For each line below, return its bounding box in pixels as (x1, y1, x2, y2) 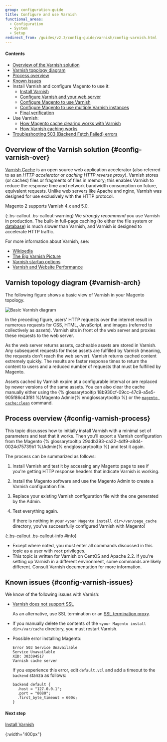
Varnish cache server (12, 658, 57, 663)
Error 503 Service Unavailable (12, 645, 78, 650)
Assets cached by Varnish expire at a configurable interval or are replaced (5, 379, 158, 385)
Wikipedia (12, 248, 33, 254)
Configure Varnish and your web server (19, 94, 101, 100)
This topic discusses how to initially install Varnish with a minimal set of (5, 428, 152, 434)
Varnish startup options (12, 258, 61, 264)
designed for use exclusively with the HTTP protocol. (5, 193, 114, 199)
